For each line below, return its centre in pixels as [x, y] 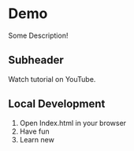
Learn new [37, 139]
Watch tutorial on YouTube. [52, 79]
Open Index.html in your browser [73, 123]
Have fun [34, 131]
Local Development [57, 104]
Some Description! [38, 35]
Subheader [36, 60]
